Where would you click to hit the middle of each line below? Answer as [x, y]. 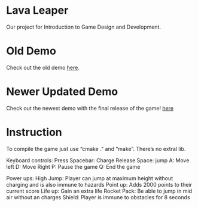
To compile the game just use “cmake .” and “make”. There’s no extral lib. [96, 149]
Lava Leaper [37, 10]
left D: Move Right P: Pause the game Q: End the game [73, 166]
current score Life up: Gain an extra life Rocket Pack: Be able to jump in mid [99, 191]
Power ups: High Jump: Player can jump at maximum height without [90, 178]
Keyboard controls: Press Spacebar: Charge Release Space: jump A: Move [98, 160]
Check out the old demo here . [43, 67]
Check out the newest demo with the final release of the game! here [90, 108]
